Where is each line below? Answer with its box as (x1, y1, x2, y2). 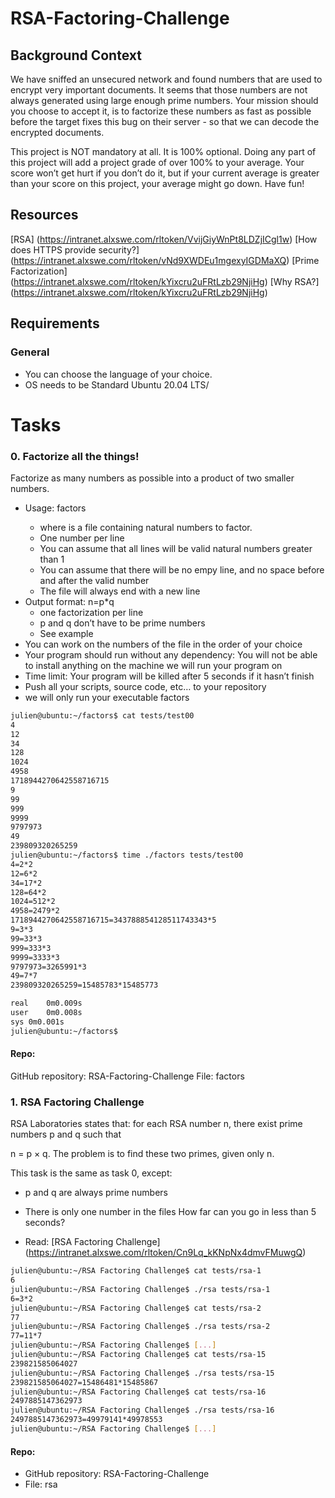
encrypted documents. (10, 127, 105, 138)
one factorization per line (39, 606, 144, 618)
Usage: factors (24, 502, 87, 514)
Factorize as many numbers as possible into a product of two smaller (10, 472, 295, 484)
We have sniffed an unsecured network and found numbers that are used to (10, 73, 323, 85)
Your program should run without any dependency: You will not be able (24, 648, 318, 661)
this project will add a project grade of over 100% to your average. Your (10, 157, 305, 168)
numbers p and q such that (10, 1128, 122, 1141)
